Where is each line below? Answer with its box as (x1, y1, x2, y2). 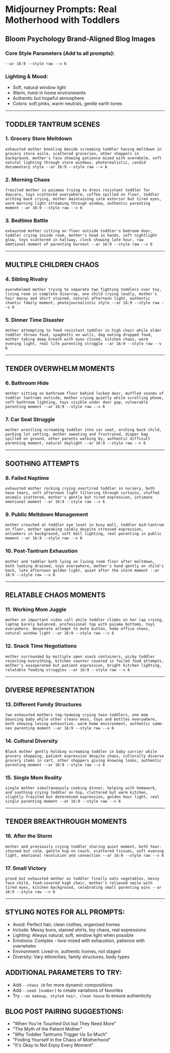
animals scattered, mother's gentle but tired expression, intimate (5, 495, 153, 500)
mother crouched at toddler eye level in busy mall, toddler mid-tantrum (5, 522, 164, 528)
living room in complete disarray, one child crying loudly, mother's (5, 291, 157, 297)
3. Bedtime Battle (5, 217, 49, 224)
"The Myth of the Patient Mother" (12, 1026, 82, 1032)
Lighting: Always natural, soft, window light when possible (12, 932, 134, 938)
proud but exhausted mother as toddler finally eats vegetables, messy (5, 876, 159, 881)
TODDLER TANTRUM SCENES (5, 120, 100, 129)
